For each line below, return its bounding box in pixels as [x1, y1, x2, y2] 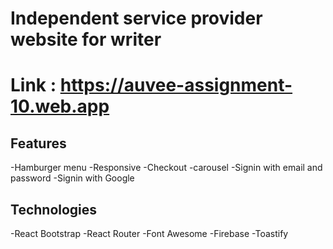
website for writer [10, 28, 162, 51]
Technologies [10, 201, 98, 218]
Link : [10, 74, 57, 97]
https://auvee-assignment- [59, 74, 293, 97]
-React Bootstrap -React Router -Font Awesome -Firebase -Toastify [10, 228, 289, 239]
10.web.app [10, 95, 110, 118]
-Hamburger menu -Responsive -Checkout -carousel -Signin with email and [10, 162, 323, 174]
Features [10, 135, 67, 152]
